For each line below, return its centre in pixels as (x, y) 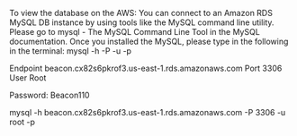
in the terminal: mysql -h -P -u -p (71, 51)
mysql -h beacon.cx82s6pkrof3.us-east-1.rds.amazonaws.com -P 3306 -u (148, 112)
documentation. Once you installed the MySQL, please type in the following (149, 41)
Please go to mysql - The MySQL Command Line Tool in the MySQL (135, 32)
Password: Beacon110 (49, 95)
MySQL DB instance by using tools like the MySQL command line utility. (142, 22)
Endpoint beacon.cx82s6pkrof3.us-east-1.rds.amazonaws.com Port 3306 (146, 68)
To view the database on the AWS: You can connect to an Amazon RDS (141, 13)
